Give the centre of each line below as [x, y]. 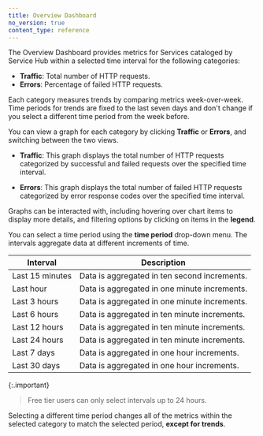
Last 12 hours [38, 327]
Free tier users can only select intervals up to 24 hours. [117, 401]
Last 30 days [36, 366]
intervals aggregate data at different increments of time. [99, 243]
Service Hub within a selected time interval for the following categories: [124, 61]
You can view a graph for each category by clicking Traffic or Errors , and [127, 132]
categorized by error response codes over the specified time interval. [132, 196]
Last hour [30, 289]
